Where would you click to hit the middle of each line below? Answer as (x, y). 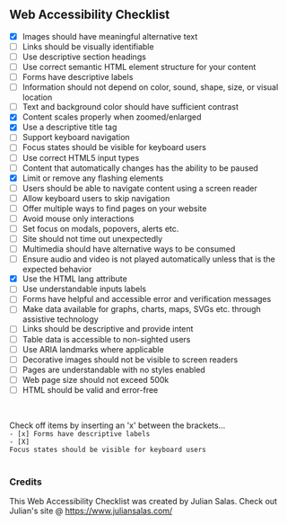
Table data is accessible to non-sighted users (106, 339)
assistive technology (60, 319)
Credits (26, 482)
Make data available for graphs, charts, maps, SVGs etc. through (142, 309)
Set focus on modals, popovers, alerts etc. (100, 228)
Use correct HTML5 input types (81, 157)
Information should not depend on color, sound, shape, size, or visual (150, 87)
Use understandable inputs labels (84, 289)
